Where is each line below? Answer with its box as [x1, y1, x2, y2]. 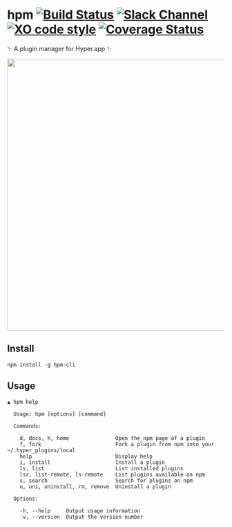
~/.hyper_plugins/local [7, 447, 76, 454]
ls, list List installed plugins [19, 465, 184, 472]
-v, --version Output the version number [19, 513, 144, 520]
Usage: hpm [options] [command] [13, 410, 107, 418]
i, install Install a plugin [19, 459, 166, 466]
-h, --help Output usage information [19, 507, 140, 515]
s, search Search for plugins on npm [19, 477, 193, 484]
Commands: [13, 423, 41, 429]
